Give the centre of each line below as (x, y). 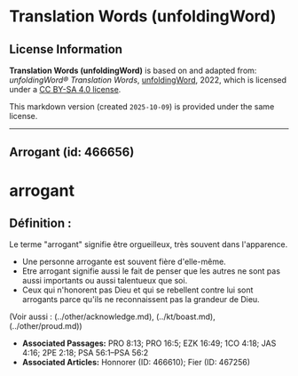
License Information (66, 49)
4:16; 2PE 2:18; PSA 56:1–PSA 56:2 (85, 353)
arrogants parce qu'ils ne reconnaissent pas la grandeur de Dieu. (141, 300)
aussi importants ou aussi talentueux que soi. (105, 281)
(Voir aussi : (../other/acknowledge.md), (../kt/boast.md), (112, 316)
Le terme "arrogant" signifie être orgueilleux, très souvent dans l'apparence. (149, 244)
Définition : (40, 223)
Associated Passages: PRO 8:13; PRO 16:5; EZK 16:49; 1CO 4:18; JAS (149, 343)
